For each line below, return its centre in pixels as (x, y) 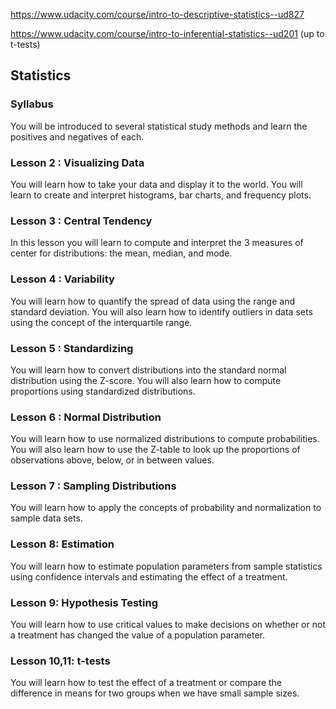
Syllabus (32, 104)
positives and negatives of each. (77, 136)
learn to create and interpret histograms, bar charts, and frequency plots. (161, 195)
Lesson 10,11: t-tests (60, 661)
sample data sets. (46, 518)
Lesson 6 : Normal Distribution (86, 417)
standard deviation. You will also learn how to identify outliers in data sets (161, 311)
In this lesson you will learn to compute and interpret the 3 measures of (157, 243)
